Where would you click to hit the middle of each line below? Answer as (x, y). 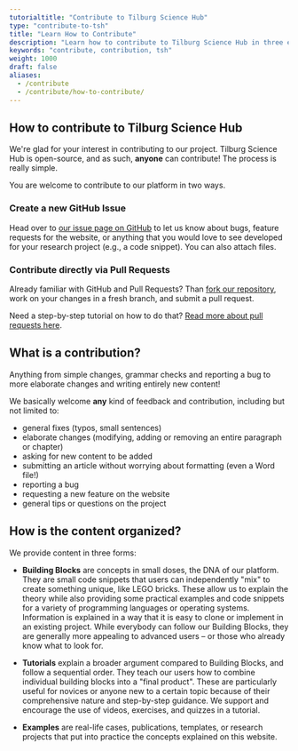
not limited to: (34, 411)
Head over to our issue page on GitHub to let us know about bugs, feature (144, 228)
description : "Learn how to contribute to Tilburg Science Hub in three (146, 42)
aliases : (25, 76)
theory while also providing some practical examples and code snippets (153, 598)
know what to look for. (63, 645)
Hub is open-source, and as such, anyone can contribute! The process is (143, 159)
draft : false (33, 68)
